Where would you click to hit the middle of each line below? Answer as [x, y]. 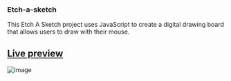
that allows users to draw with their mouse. [68, 32]
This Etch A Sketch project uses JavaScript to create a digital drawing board [116, 25]
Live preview [35, 53]
